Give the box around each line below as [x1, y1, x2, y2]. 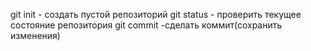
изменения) [10, 30, 61, 41]
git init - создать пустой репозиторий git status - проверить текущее [10, 9, 302, 20]
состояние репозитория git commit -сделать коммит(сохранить [10, 19, 283, 31]
